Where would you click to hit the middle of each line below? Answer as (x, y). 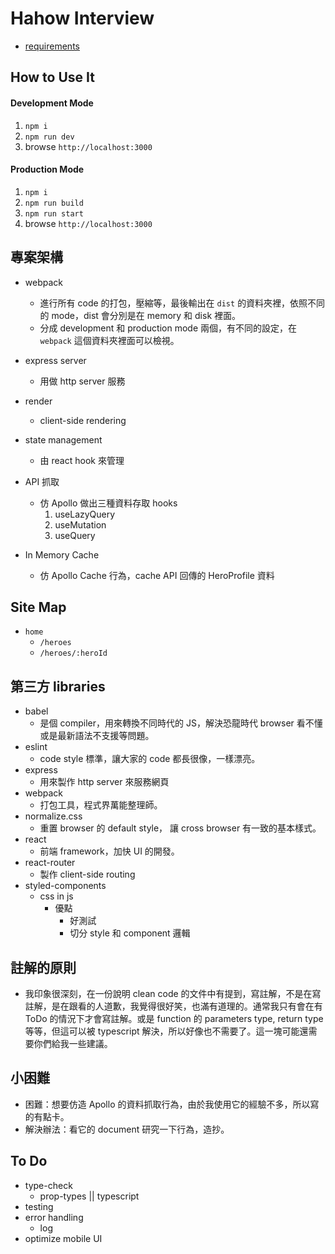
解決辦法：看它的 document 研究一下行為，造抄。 (127, 1129)
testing (39, 1206)
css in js (56, 896)
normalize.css (53, 816)
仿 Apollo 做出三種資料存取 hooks (108, 503)
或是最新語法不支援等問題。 (97, 736)
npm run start (54, 213)
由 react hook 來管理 (82, 460)
